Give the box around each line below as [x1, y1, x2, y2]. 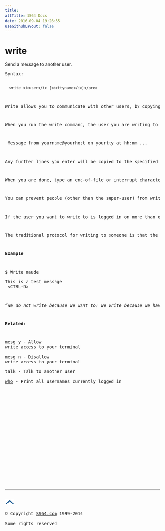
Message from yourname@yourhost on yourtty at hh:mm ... [7, 140, 148, 146]
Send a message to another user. [5, 61, 72, 67]
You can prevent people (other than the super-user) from [5, 196, 148, 201]
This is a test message [5, 279, 62, 285]
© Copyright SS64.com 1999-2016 [5, 511, 83, 517]
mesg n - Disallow [5, 354, 50, 360]
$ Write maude [5, 269, 39, 275]
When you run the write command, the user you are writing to [5, 122, 158, 128]
